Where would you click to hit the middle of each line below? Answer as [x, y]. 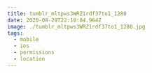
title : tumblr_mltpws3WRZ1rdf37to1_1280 [67, 14]
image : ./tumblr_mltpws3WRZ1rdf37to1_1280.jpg [76, 26]
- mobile [26, 40]
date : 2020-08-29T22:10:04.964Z [54, 20]
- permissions [34, 53]
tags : [15, 33]
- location [29, 59]
